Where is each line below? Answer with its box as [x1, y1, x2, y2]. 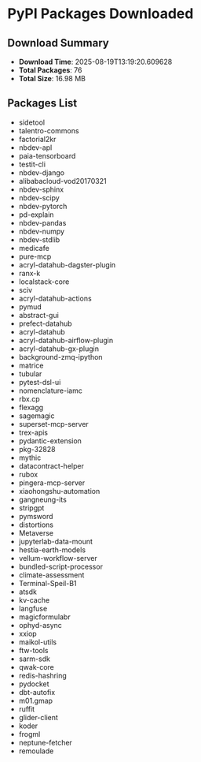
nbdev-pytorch [18, 201, 68, 211]
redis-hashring [18, 670, 68, 680]
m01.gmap [18, 696, 53, 705]
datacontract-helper [18, 461, 84, 470]
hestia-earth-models [18, 545, 86, 555]
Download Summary [7, 36, 109, 50]
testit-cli [18, 159, 46, 169]
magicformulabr [18, 612, 71, 622]
